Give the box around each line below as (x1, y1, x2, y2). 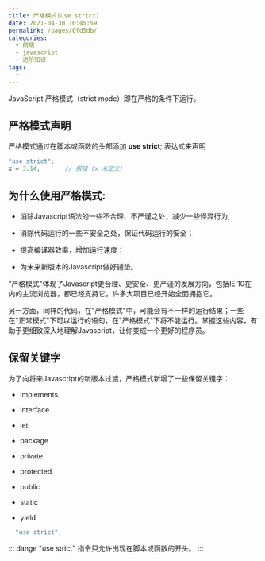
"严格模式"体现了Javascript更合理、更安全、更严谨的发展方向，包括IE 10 (8, 279, 245, 288)
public (19, 482, 40, 491)
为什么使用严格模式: (8, 188, 106, 203)
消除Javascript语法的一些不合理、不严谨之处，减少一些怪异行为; (19, 211, 230, 221)
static (19, 497, 38, 507)
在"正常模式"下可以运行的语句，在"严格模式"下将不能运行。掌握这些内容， (8, 315, 252, 325)
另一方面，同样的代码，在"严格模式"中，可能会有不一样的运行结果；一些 (8, 306, 244, 315)
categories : (8, 33, 48, 42)
